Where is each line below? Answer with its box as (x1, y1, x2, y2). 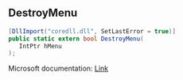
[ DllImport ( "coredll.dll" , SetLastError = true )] (8, 27, 177, 35)
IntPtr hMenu (18, 42, 62, 50)
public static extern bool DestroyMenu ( (8, 35, 145, 43)
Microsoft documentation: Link (8, 63, 109, 74)
